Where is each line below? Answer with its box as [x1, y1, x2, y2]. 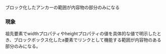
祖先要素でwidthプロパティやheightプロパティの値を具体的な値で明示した [5, 31, 157, 37]
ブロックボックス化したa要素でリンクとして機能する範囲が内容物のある [14, 37, 162, 43]
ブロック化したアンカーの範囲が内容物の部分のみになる [5, 5, 120, 10]
